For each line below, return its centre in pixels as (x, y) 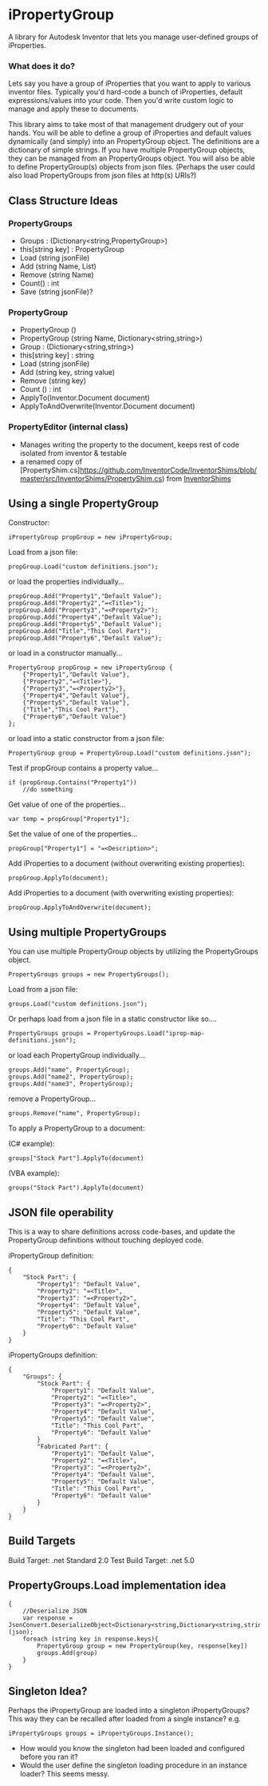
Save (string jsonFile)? (56, 291)
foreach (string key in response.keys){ (91, 1639)
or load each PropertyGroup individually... (77, 1055)
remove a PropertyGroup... (52, 1099)
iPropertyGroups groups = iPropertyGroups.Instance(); (101, 1734)
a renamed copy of (51, 461)
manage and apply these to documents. (73, 109)
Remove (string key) (53, 381)
